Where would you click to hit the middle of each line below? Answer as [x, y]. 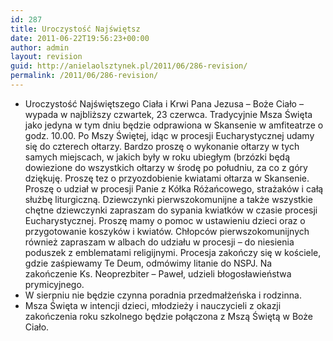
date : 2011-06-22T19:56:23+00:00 [80, 38]
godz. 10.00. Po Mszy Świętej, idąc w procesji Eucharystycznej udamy [169, 135]
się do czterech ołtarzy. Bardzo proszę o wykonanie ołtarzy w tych [162, 146]
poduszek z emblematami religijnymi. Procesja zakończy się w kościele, [173, 252]
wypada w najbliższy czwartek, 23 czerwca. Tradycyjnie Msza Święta [168, 114]
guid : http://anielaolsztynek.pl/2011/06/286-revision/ [129, 66]
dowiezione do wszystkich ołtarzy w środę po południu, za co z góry [166, 167]
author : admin [40, 47]
